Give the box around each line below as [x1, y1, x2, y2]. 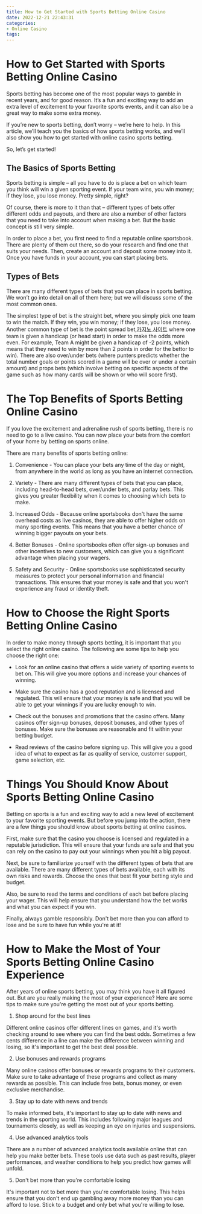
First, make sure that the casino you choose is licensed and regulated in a [6, 835, 189, 842]
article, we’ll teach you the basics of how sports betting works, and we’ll [6, 127, 186, 135]
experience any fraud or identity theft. [14, 585, 110, 592]
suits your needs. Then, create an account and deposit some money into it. [6, 247, 192, 254]
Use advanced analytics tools [14, 1134, 89, 1142]
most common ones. [6, 300, 57, 307]
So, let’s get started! [6, 146, 56, 153]
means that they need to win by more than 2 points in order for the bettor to [6, 345, 194, 352]
